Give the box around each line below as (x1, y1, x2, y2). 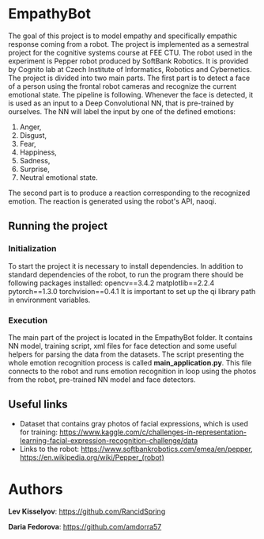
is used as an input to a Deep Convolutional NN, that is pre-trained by (8, 98, 235, 108)
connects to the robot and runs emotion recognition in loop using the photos (8, 366, 257, 376)
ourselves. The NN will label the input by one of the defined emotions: (8, 106, 236, 116)
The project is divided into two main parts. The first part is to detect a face (8, 73, 251, 82)
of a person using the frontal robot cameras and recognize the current (8, 81, 237, 91)
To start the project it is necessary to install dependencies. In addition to (8, 261, 243, 270)
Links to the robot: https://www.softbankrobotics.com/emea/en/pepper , (19, 444, 253, 453)
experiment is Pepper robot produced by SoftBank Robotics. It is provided (8, 56, 249, 66)
